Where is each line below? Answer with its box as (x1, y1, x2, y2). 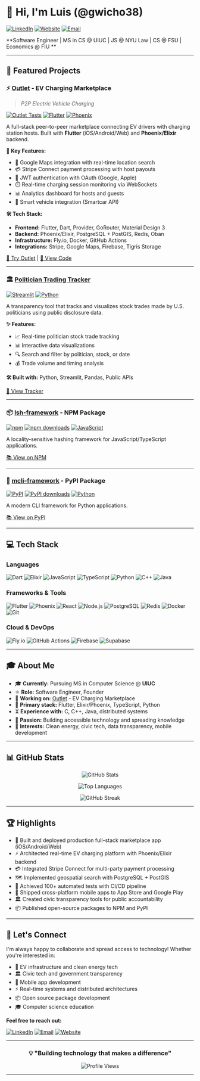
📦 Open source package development (14, 995, 110, 1002)
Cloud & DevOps (6, 623, 55, 632)
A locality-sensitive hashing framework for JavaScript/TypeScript (6, 436, 167, 443)
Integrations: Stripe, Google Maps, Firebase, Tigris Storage (14, 243, 161, 250)
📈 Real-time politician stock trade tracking (14, 333, 120, 340)
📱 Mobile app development (14, 979, 82, 986)
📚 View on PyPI (6, 514, 46, 521)
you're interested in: (6, 952, 55, 959)
